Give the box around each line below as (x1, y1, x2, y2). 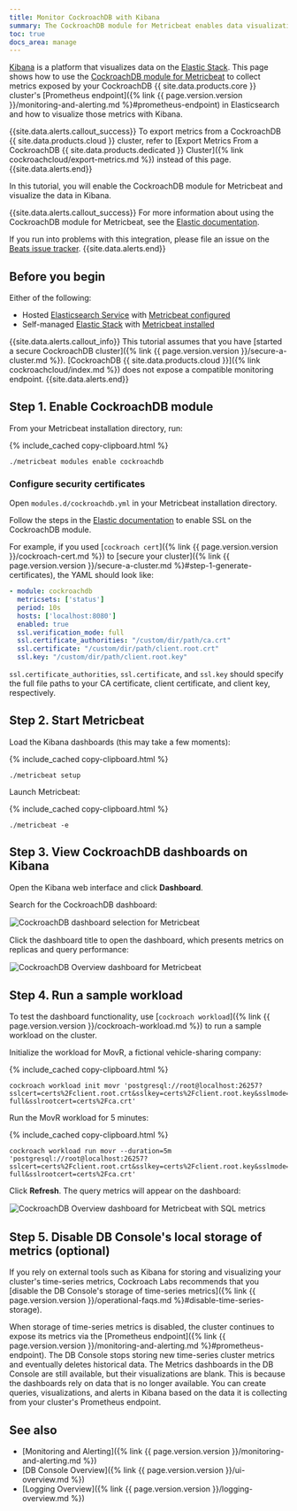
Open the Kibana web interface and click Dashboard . (9, 882, 203, 892)
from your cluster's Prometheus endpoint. (9, 1397, 162, 1407)
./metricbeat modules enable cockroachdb (9, 457, 164, 466)
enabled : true (17, 620, 69, 628)
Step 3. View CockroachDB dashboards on (9, 844, 248, 860)
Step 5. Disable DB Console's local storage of (9, 1230, 263, 1245)
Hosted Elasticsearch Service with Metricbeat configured (21, 310, 231, 320)
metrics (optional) (9, 1243, 110, 1258)
